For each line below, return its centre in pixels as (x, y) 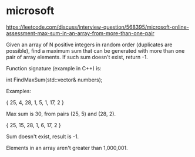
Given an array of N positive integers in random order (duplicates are (89, 45)
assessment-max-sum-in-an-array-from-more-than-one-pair (80, 33)
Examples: (19, 91)
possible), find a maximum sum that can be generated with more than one (95, 50)
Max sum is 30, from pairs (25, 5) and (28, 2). (61, 114)
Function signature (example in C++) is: (54, 68)
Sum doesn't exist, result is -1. (43, 136)
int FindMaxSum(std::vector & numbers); (54, 80)
